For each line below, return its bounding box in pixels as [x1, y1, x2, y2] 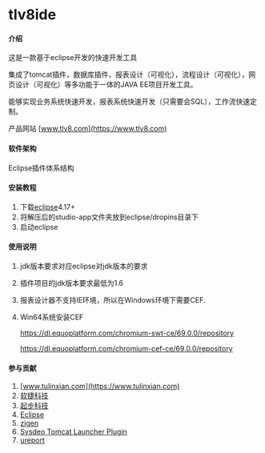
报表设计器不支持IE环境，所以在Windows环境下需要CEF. [19, 295, 206, 305]
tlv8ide [8, 6, 57, 24]
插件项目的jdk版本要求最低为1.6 [19, 279, 124, 287]
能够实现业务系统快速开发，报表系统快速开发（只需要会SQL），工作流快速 [8, 97, 251, 106]
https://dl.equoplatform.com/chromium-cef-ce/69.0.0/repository [19, 344, 234, 353]
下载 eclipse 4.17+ [19, 202, 76, 211]
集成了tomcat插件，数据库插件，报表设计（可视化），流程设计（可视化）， [8, 70, 249, 79]
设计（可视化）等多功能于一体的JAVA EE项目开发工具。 [14, 80, 198, 90]
